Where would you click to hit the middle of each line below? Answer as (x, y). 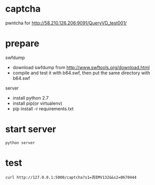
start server (31, 129)
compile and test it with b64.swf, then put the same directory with (81, 73)
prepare (22, 43)
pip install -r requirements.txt (43, 109)
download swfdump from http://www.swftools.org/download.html (81, 67)
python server (20, 143)
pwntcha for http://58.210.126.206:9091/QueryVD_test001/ (66, 23)
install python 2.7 (31, 98)
